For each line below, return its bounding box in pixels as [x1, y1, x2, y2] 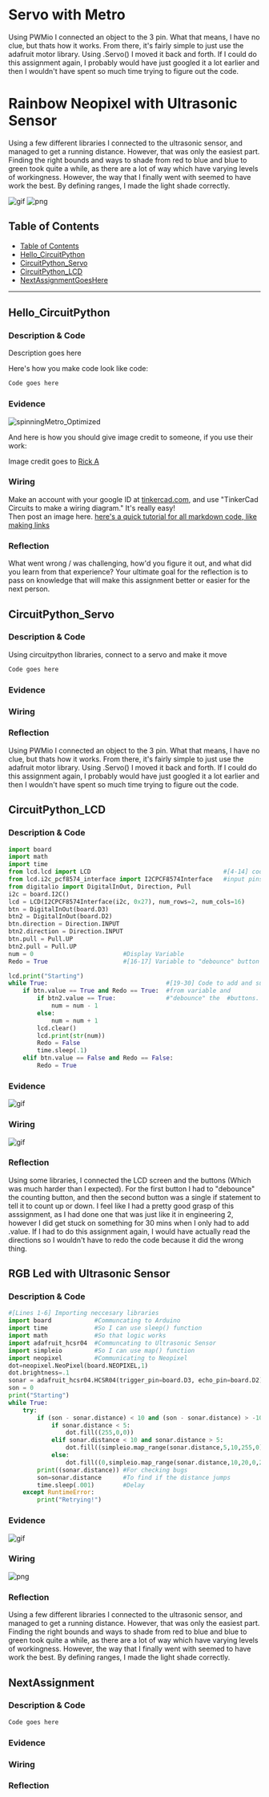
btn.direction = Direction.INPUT [8, 920, 120, 929]
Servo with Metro [8, 6, 126, 24]
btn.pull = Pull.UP [8, 935, 74, 943]
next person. [8, 584, 50, 594]
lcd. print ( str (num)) [37, 1031, 106, 1039]
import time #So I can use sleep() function [8, 1324, 203, 1333]
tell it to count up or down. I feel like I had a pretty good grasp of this [8, 1201, 235, 1211]
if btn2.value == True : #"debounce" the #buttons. [37, 994, 260, 1003]
